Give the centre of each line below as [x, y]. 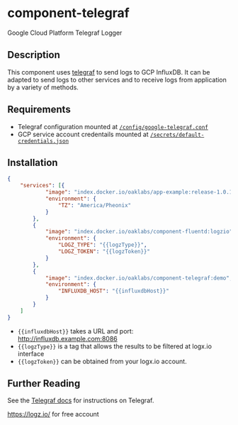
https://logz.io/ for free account [53, 414]
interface [31, 353]
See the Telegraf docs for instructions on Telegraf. [81, 401]
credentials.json [43, 141]
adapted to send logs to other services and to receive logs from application [117, 79]
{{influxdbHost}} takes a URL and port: [75, 331]
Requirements [39, 110]
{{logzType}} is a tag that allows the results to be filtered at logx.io [115, 346]
